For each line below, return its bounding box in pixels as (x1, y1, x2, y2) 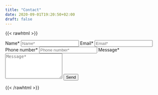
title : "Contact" (5, 7, 42, 12)
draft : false (5, 16, 33, 21)
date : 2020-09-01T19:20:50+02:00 (5, 12, 75, 17)
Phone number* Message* (5, 47, 119, 53)
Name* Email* (5, 40, 94, 46)
